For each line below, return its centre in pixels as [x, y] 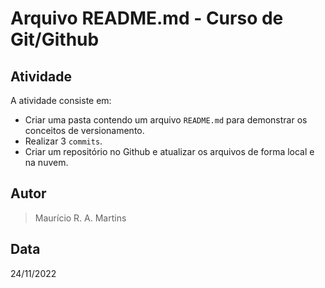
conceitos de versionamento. [84, 130]
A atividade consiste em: [61, 100]
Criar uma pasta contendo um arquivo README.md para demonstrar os [166, 120]
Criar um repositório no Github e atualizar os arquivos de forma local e [169, 151]
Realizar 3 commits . [63, 141]
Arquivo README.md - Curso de [147, 18]
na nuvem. [46, 162]
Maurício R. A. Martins [80, 218]
